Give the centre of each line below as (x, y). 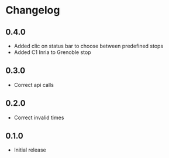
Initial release (30, 150)
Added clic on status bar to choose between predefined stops (89, 46)
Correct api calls (34, 85)
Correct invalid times (39, 117)
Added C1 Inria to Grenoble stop (52, 52)
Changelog (33, 10)
